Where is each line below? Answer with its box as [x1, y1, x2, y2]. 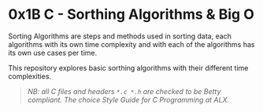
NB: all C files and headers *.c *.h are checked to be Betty [27, 86, 221, 96]
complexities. [8, 71, 52, 81]
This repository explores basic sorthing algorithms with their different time [8, 63, 249, 72]
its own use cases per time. [8, 48, 97, 57]
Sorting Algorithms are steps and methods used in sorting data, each [8, 31, 232, 41]
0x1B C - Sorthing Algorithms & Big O [8, 5, 254, 23]
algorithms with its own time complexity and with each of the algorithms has [8, 39, 255, 49]
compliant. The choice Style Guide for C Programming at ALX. [27, 95, 230, 104]
